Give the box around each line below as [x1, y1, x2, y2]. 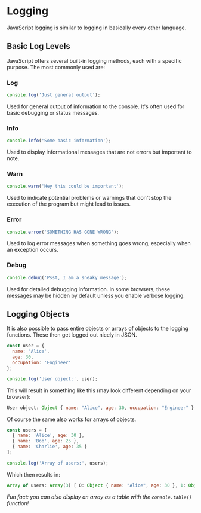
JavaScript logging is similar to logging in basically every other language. [7, 24, 187, 31]
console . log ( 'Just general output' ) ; [7, 92, 101, 98]
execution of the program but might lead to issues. [7, 200, 131, 207]
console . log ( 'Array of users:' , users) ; [7, 460, 109, 466]
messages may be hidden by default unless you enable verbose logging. [7, 292, 185, 299]
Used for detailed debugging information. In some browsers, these [7, 285, 171, 292]
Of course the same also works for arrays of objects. [7, 416, 137, 423]
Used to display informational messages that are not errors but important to [7, 148, 193, 156]
